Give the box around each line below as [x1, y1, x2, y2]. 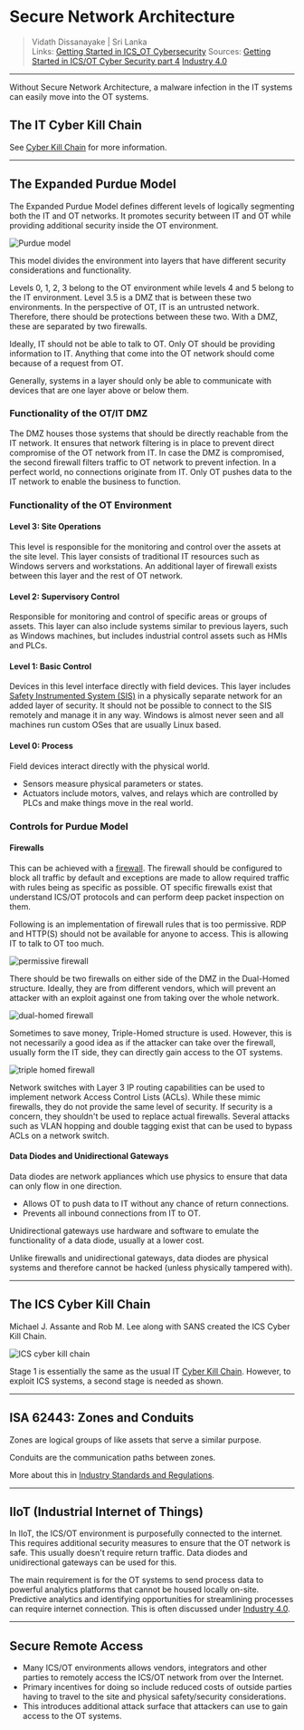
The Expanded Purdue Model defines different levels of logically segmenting [9, 200, 295, 211]
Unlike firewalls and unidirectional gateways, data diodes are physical [9, 1252, 269, 1263]
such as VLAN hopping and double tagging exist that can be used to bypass [9, 1120, 293, 1131]
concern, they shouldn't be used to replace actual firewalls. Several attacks [9, 1111, 290, 1122]
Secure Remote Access [9, 1638, 144, 1654]
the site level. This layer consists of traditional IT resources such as [9, 550, 260, 561]
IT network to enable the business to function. [9, 476, 181, 487]
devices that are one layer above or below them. [9, 384, 190, 395]
